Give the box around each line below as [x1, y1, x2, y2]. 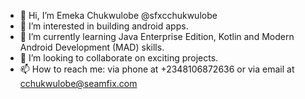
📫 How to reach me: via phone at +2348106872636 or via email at [19, 63, 295, 75]
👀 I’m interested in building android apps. [19, 20, 189, 32]
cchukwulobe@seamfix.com [19, 78, 138, 89]
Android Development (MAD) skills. [19, 41, 165, 53]
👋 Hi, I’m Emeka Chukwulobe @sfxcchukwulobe [19, 10, 218, 21]
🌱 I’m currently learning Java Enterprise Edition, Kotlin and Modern [19, 31, 295, 42]
